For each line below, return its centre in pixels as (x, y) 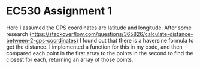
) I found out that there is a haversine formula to (135, 40)
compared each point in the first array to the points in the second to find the (100, 53)
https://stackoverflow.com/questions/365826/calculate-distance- (112, 34)
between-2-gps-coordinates (41, 40)
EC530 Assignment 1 (59, 11)
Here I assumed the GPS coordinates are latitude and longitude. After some (99, 28)
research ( (19, 34)
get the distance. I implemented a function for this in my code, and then (94, 47)
